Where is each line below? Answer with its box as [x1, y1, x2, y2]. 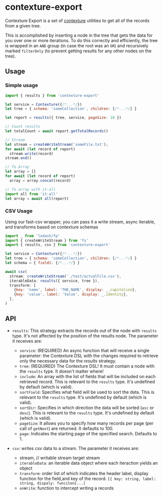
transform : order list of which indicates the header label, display [19, 470, 148, 476]
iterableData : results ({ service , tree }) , [9, 278, 99, 283]
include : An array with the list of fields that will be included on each [19, 373, 156, 379]
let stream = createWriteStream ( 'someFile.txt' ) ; [5, 142, 109, 147]
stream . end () [5, 156, 32, 160]
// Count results [5, 124, 41, 129]
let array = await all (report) [5, 196, 69, 201]
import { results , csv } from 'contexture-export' [5, 243, 111, 248]
